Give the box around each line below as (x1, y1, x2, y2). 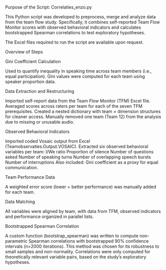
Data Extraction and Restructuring (5, 88, 74, 94)
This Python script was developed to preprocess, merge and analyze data (5, 14, 156, 19)
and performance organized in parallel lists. (5, 213, 94, 219)
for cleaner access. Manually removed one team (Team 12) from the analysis (5, 114, 162, 120)
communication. (5, 165, 38, 170)
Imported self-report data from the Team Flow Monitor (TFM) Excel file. (5, 98, 151, 104)
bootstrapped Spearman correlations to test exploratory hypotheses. (5, 30, 145, 35)
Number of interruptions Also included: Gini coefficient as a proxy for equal (5, 159, 159, 165)
